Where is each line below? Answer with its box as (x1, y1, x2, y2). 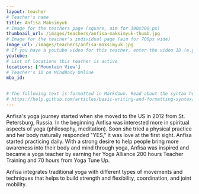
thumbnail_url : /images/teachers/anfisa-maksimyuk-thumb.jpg (6, 31, 161, 37)
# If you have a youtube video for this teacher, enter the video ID (6, 47, 182, 53)
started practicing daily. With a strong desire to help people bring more (6, 138, 179, 145)
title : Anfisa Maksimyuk (6, 20, 68, 26)
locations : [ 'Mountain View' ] (6, 63, 81, 70)
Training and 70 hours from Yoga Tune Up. (6, 157, 110, 164)
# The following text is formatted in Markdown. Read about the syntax (6, 91, 187, 97)
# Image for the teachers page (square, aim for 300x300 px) (6, 25, 161, 31)
